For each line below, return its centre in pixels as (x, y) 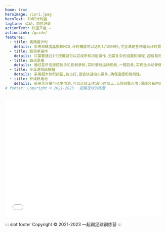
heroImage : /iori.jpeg (28, 14)
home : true (16, 10)
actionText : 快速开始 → (28, 28)
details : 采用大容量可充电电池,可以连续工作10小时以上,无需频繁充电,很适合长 (85, 83)
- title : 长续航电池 (29, 79)
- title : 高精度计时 (29, 42)
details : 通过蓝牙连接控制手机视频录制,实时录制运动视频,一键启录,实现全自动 (84, 65)
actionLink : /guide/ (26, 33)
